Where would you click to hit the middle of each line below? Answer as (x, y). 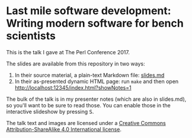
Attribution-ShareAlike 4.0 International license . (64, 129)
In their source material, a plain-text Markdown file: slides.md (89, 75)
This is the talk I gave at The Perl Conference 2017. (68, 52)
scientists (31, 36)
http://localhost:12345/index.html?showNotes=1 (73, 87)
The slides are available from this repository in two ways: (76, 64)
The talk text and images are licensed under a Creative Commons (86, 123)
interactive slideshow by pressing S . (50, 111)
